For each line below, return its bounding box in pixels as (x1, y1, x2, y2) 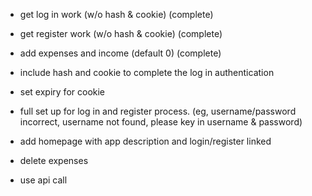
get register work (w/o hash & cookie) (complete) (19, 28, 223, 39)
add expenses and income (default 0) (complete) (19, 47, 222, 59)
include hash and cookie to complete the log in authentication (19, 67, 275, 78)
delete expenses (19, 155, 89, 166)
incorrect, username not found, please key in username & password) (19, 116, 303, 128)
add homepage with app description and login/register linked (19, 135, 272, 147)
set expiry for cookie (19, 86, 106, 98)
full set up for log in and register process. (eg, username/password (19, 105, 297, 117)
